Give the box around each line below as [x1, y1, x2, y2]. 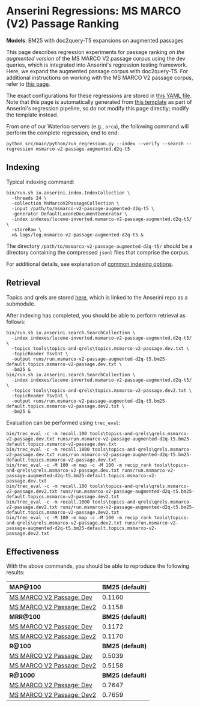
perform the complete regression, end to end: [6, 129, 119, 136]
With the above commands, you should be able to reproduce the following [6, 562, 189, 570]
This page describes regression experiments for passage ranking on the [6, 48, 185, 55]
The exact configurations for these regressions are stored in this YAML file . [6, 92, 192, 99]
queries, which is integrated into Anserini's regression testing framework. [6, 61, 188, 68]
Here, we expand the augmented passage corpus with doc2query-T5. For [6, 67, 189, 74]
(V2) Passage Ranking [6, 17, 119, 31]
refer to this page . [6, 80, 51, 88]
